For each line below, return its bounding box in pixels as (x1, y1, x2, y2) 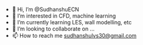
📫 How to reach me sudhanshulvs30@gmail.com (12, 32, 137, 39)
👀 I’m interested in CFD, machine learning (12, 12, 116, 19)
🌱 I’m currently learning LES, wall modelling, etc (12, 19, 132, 26)
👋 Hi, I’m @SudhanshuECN (12, 6, 79, 13)
